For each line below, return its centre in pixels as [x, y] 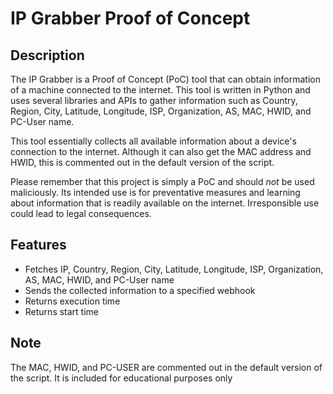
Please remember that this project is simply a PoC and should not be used [162, 181]
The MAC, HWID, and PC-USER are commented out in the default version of [166, 367]
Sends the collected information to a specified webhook [140, 290]
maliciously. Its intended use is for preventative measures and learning [155, 192]
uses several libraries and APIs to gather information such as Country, [154, 100]
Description [47, 55]
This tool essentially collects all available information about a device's [153, 141]
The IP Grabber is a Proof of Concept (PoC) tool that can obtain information [166, 79]
